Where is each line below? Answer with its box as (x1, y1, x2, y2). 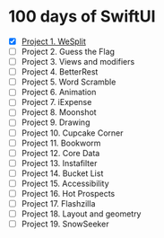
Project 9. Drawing (21, 117, 91, 128)
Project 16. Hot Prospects (21, 188, 116, 198)
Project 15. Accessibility (21, 178, 109, 189)
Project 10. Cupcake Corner (21, 128, 124, 138)
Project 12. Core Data (21, 147, 100, 158)
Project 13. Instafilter (21, 157, 98, 168)
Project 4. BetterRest (21, 66, 99, 77)
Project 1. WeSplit (21, 36, 87, 47)
